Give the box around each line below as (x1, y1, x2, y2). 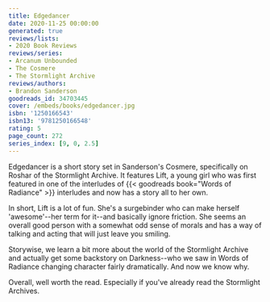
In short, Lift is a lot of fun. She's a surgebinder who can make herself (8, 203, 240, 212)
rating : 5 (8, 124, 42, 132)
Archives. (8, 286, 40, 296)
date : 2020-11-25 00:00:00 (8, 19, 99, 27)
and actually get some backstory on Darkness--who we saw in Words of (8, 253, 249, 262)
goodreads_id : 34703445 (8, 94, 89, 103)
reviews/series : (8, 49, 63, 57)
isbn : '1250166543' (8, 110, 74, 118)
